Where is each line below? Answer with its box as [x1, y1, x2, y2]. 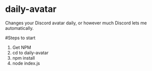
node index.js [12, 60, 40, 66]
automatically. [5, 25, 34, 31]
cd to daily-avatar [12, 50, 49, 56]
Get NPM [12, 44, 31, 50]
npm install [12, 55, 35, 61]
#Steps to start [5, 35, 36, 41]
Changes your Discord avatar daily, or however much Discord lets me [5, 20, 147, 26]
